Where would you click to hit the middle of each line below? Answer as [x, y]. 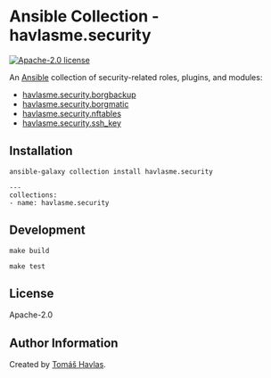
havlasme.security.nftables [72, 113]
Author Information [64, 343]
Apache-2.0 [31, 315]
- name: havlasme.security [59, 202]
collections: [33, 195]
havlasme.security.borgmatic [75, 103]
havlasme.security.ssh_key [72, 123]
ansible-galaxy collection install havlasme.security [111, 171]
